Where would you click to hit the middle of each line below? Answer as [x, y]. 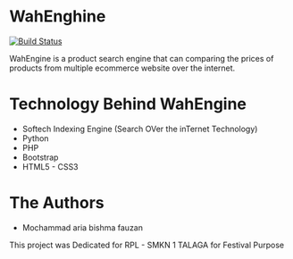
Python [35, 138]
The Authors [57, 203]
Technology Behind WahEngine [128, 104]
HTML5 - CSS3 [50, 166]
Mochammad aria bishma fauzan [82, 227]
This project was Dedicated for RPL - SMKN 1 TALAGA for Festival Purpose [146, 245]
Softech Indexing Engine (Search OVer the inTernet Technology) [140, 129]
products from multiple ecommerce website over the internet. [122, 68]
